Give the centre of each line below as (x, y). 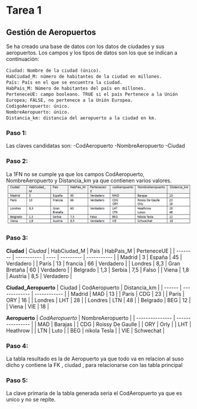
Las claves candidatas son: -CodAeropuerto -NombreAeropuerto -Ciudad (96, 146)
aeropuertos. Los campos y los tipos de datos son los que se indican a (92, 53)
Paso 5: (17, 380)
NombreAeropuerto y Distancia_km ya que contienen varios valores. (89, 180)
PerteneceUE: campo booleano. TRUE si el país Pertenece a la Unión (92, 94)
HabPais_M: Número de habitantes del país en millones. (76, 88)
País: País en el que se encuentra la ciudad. (64, 82)
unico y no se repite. (31, 400)
